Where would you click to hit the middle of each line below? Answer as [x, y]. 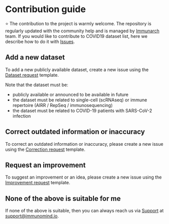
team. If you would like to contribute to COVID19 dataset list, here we [76, 36]
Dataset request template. [32, 75]
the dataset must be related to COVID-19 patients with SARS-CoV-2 [82, 110]
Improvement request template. [38, 183]
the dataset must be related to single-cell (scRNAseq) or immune [80, 100]
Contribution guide [46, 9]
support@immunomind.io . [32, 216]
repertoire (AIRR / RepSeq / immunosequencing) [63, 105]
